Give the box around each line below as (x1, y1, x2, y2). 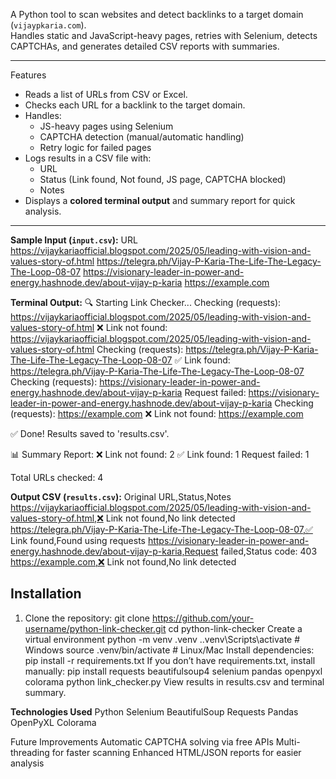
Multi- (275, 735, 301, 748)
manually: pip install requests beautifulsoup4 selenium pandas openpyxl (24, 665, 323, 677)
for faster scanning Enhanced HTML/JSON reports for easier (51, 746, 302, 758)
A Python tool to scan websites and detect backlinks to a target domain (10, 9, 304, 20)
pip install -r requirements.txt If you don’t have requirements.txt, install (24, 654, 316, 666)
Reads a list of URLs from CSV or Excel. (24, 89, 188, 100)
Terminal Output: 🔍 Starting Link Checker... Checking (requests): (10, 297, 282, 308)
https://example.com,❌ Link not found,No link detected (10, 556, 237, 568)
